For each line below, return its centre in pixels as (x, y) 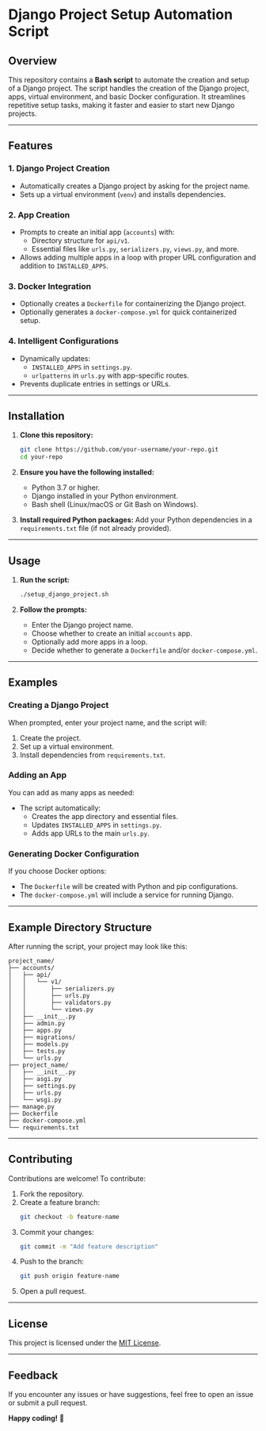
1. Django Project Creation (59, 168)
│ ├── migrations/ (42, 1037)
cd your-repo (41, 457)
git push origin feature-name (70, 1276)
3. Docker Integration (50, 286)
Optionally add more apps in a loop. (89, 641)
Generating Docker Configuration (74, 853)
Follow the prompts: (53, 610)
